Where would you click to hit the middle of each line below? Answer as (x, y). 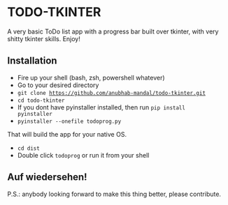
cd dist (28, 148)
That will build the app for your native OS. (67, 134)
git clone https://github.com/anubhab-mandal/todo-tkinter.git (112, 93)
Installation (32, 61)
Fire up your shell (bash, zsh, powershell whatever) (91, 77)
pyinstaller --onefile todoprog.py (69, 121)
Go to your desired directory (58, 85)
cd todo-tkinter (41, 100)
